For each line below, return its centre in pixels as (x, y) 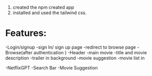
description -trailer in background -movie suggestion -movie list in (75, 58)
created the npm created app (43, 7)
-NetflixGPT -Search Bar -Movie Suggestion (52, 67)
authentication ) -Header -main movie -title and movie (90, 52)
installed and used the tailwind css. (49, 13)
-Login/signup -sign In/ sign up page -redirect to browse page (71, 47)
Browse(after (19, 52)
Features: (26, 33)
